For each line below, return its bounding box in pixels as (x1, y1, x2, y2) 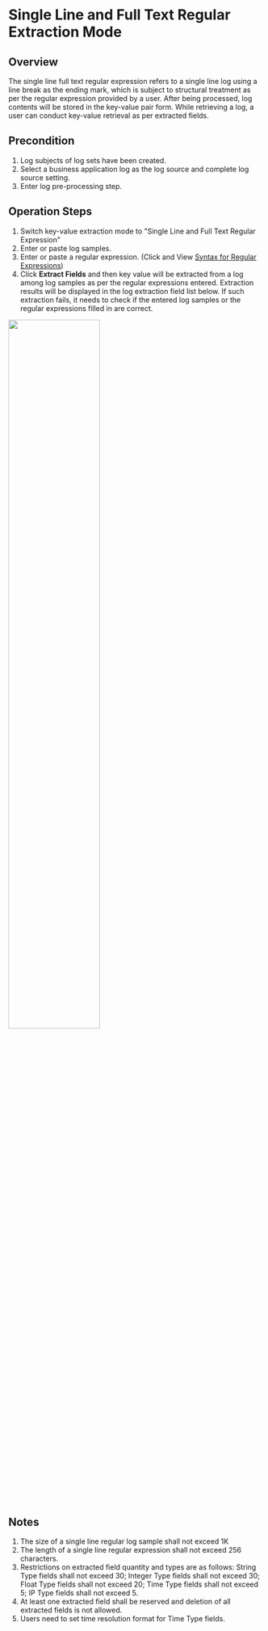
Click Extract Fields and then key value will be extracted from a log (19, 269, 244, 279)
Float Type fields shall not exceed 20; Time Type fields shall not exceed (19, 1579, 259, 1589)
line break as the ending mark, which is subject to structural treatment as (8, 85, 251, 95)
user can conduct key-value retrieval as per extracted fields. (8, 111, 210, 120)
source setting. (19, 172, 70, 183)
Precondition (8, 134, 75, 148)
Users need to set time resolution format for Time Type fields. (19, 1614, 226, 1624)
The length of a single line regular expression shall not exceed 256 (19, 1545, 242, 1555)
